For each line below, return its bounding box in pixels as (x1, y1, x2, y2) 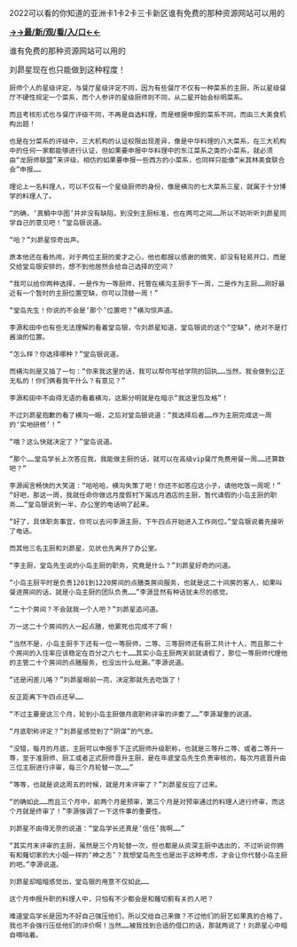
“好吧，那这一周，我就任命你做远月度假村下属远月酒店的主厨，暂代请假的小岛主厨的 (9, 491, 270, 500)
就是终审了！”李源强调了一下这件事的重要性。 (21, 807, 166, 816)
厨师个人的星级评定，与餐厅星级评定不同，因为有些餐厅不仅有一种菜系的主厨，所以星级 (9, 83, 280, 92)
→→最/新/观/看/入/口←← (9, 27, 101, 37)
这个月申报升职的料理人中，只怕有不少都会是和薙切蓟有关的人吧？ (9, 895, 215, 904)
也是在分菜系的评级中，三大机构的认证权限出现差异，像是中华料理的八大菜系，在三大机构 (9, 137, 286, 146)
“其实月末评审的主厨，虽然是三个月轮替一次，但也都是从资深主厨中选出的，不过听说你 (9, 841, 277, 850)
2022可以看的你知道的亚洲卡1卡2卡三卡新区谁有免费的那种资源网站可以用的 (9, 8, 285, 18)
